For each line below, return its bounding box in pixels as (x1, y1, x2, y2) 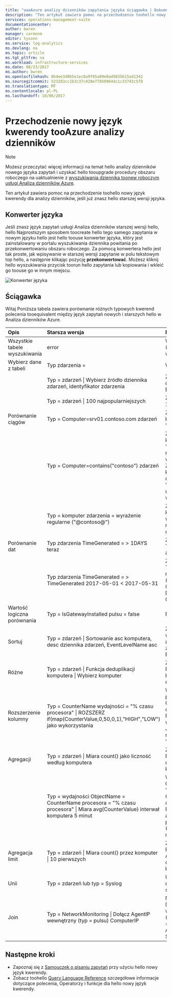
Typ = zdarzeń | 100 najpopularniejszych (47, 397, 146, 404)
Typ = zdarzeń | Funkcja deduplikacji (47, 665, 135, 673)
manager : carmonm (5, 31, 42, 36)
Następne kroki (5, 950, 55, 959)
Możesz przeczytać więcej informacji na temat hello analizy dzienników (5, 164, 156, 170)
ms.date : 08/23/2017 (5, 64, 50, 70)
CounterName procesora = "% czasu (47, 799, 136, 806)
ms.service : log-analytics (5, 41, 63, 46)
